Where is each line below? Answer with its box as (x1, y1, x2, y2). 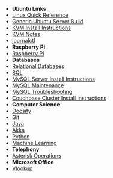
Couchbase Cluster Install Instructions (11, 94, 107, 102)
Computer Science (11, 101, 60, 108)
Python (11, 133, 30, 140)
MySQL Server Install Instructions (11, 75, 95, 82)
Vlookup (11, 165, 33, 172)
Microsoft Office (11, 159, 54, 165)
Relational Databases (11, 63, 64, 70)
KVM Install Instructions (11, 24, 71, 31)
